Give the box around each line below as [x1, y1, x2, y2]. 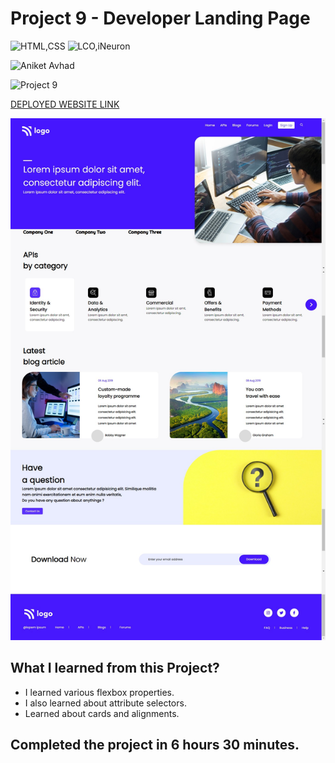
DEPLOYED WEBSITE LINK [10, 98, 120, 110]
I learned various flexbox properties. [24, 686, 175, 698]
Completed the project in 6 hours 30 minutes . [10, 737, 300, 754]
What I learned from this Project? [10, 660, 220, 677]
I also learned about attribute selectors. [24, 697, 187, 709]
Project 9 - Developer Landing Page [10, 7, 311, 30]
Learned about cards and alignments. [24, 707, 180, 719]
